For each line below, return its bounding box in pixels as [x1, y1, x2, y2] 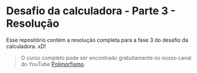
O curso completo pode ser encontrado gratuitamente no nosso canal [20, 54, 192, 61]
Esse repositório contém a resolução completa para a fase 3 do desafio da [6, 36, 189, 43]
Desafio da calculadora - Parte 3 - [6, 4, 176, 18]
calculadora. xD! [6, 43, 46, 50]
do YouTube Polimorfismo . [20, 61, 85, 68]
